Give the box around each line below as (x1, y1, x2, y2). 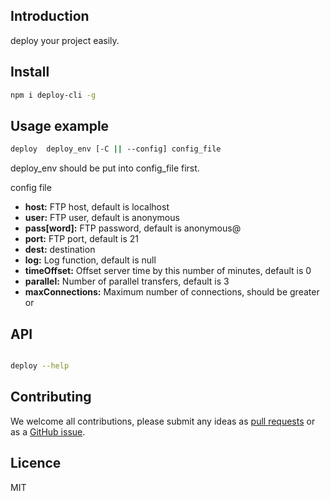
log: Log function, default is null (24, 254, 157, 266)
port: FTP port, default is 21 (24, 233, 140, 245)
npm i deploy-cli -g (10, 90, 97, 100)
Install (10, 64, 50, 81)
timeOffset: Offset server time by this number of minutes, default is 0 (24, 265, 312, 277)
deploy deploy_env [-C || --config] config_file (10, 144, 222, 154)
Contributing (10, 389, 92, 406)
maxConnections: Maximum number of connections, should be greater (24, 286, 320, 298)
